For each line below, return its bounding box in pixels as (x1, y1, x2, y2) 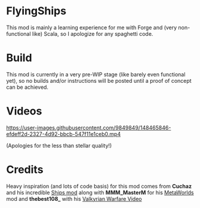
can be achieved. (6, 83, 49, 91)
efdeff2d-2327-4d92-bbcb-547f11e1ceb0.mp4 (6, 130, 121, 138)
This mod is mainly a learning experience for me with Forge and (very (6, 24, 177, 31)
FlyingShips (6, 4, 67, 18)
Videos (6, 104, 42, 118)
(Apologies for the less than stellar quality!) (6, 142, 112, 149)
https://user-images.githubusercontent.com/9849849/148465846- (6, 124, 171, 131)
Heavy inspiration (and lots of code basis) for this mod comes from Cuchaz (6, 182, 192, 190)
